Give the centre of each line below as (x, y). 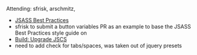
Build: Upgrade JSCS (41, 39)
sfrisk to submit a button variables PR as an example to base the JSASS (103, 27)
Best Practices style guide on (51, 33)
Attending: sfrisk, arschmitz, (41, 9)
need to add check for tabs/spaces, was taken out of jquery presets (98, 45)
